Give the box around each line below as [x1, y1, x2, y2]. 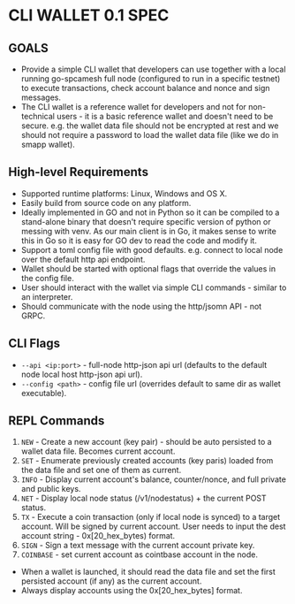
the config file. [20, 272, 74, 283]
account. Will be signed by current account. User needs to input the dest [20, 521, 286, 531]
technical [20, 111, 55, 121]
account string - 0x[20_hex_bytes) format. [20, 531, 176, 541]
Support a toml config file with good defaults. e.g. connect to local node [20, 244, 284, 255]
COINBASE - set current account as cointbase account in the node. [20, 549, 258, 560]
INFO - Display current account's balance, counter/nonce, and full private [20, 474, 286, 485]
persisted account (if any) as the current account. [20, 576, 202, 586]
